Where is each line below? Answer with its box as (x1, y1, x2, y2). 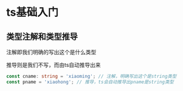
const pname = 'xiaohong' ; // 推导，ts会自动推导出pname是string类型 (6, 79, 174, 85)
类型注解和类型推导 (6, 31, 78, 42)
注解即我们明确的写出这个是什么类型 (6, 49, 97, 55)
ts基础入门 (6, 5, 59, 19)
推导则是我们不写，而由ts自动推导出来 (6, 61, 101, 68)
